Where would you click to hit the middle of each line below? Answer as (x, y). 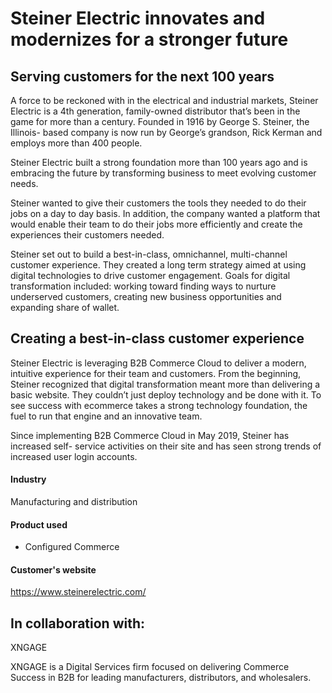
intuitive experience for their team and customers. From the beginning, (156, 373)
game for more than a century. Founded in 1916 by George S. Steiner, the (160, 121)
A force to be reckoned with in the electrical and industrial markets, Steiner (164, 100)
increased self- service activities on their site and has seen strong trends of (166, 446)
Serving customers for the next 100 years (142, 76)
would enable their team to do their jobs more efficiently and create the (156, 224)
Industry (28, 479)
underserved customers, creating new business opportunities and (146, 296)
